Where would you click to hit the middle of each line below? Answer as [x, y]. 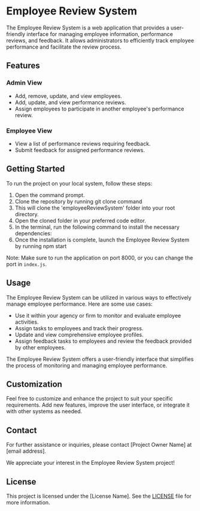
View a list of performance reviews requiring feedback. [83, 144]
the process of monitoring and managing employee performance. [87, 365]
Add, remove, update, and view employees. [68, 96]
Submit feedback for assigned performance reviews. [80, 150]
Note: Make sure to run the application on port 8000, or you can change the [100, 258]
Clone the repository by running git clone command [78, 201]
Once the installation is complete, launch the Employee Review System [102, 240]
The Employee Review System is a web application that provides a [88, 28]
